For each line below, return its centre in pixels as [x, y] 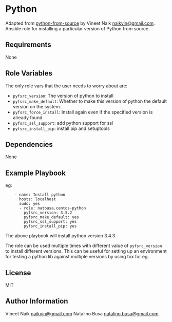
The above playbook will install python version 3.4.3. [61, 236]
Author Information [37, 301]
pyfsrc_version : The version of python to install [63, 96]
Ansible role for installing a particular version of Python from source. [78, 28]
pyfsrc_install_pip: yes [50, 226]
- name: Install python [40, 195]
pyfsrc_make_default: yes [52, 217]
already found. [28, 117]
